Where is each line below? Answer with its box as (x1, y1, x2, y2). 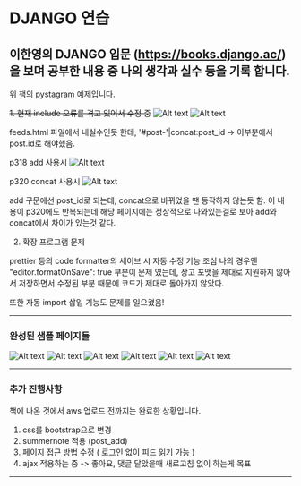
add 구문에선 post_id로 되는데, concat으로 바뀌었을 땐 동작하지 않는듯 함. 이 (9, 195, 276, 206)
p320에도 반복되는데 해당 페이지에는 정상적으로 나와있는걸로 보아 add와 (25, 207, 278, 217)
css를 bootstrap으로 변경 (21, 424, 112, 435)
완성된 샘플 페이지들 (9, 329, 90, 342)
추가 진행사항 (9, 383, 63, 396)
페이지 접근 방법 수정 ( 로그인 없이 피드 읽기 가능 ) (21, 447, 195, 457)
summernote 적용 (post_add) (21, 435, 128, 446)
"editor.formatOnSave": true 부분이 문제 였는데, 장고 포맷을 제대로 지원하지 (9, 267, 275, 277)
